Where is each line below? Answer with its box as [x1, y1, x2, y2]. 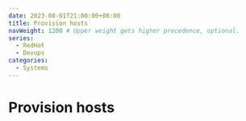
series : [8, 34, 35, 42]
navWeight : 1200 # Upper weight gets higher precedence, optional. [8, 26, 240, 34]
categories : [8, 57, 48, 65]
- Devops [15, 49, 45, 57]
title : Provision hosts [8, 19, 89, 27]
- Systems [15, 64, 48, 72]
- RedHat [15, 42, 45, 50]
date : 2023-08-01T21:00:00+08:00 [8, 11, 121, 20]
